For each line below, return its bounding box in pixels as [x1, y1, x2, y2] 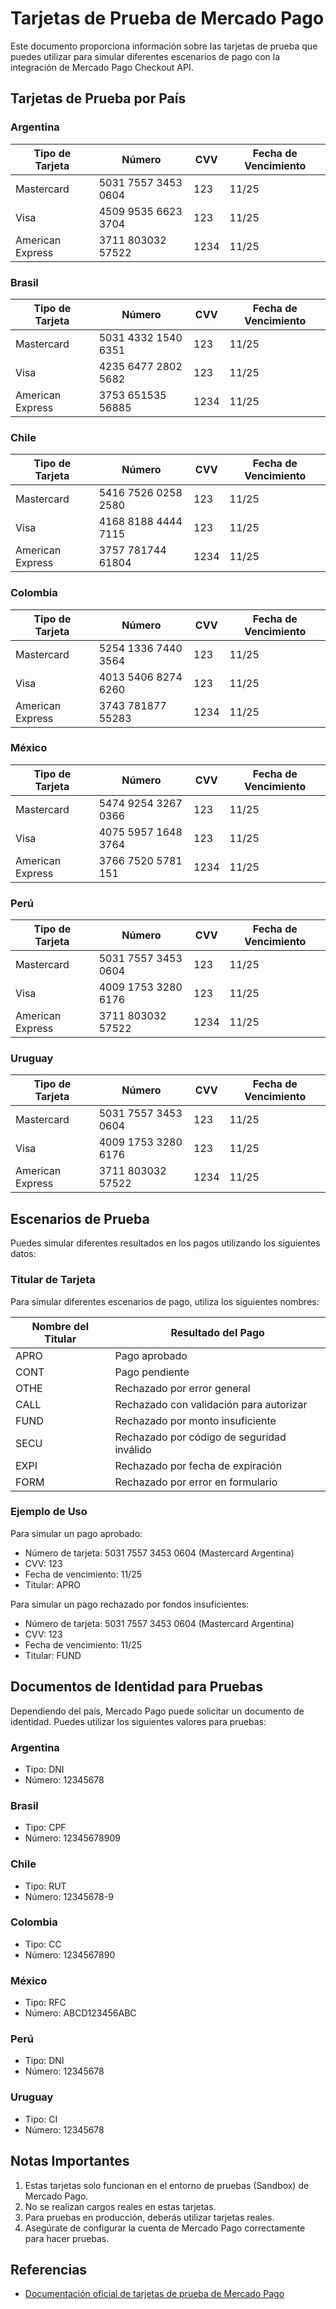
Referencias [10, 2261, 88, 2278]
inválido [114, 1442, 152, 1456]
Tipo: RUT [24, 1880, 67, 1892]
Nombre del [31, 1319, 90, 1333]
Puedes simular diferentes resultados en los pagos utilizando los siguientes [10, 1237, 321, 1249]
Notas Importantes [10, 2153, 130, 2170]
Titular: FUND [24, 1649, 82, 1661]
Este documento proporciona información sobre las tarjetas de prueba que [10, 40, 318, 52]
